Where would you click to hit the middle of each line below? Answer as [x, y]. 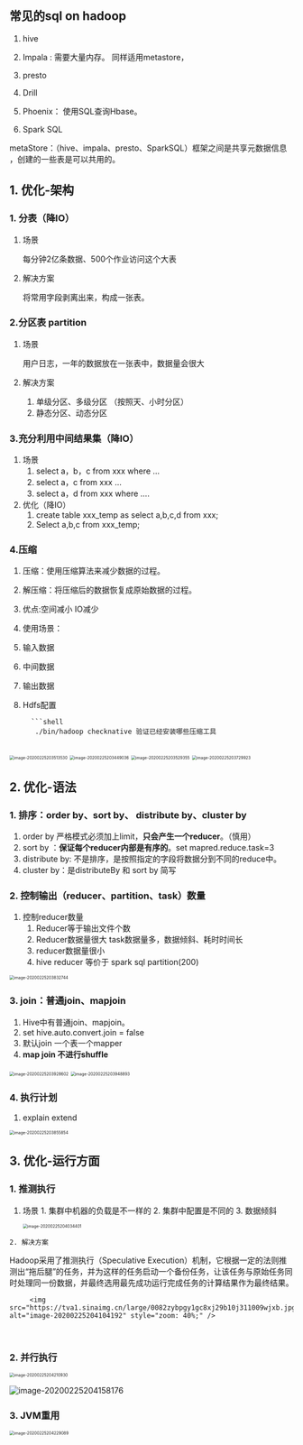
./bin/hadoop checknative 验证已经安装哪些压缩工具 [125, 732]
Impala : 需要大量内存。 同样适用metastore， [106, 57]
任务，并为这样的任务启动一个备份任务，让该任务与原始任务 [174, 1271]
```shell [47, 722]
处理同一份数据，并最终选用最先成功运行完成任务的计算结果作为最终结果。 [155, 1283]
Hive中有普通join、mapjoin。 [76, 1022]
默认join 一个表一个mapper [72, 1043]
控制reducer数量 [53, 917]
